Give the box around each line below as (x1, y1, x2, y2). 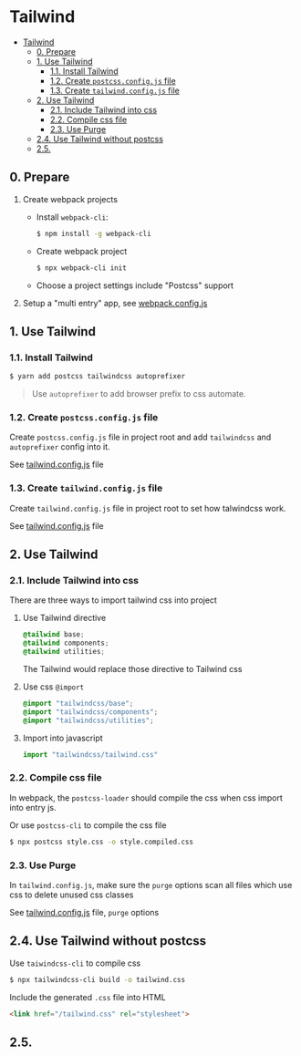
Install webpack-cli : (36, 212, 109, 223)
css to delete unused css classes (9, 889, 134, 900)
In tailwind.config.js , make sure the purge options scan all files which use (9, 879, 293, 890)
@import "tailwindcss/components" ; (22, 707, 159, 717)
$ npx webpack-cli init (36, 263, 128, 273)
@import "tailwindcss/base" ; (22, 699, 134, 708)
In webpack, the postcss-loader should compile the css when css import (9, 792, 283, 803)
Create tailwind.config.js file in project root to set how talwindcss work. (9, 502, 286, 513)
